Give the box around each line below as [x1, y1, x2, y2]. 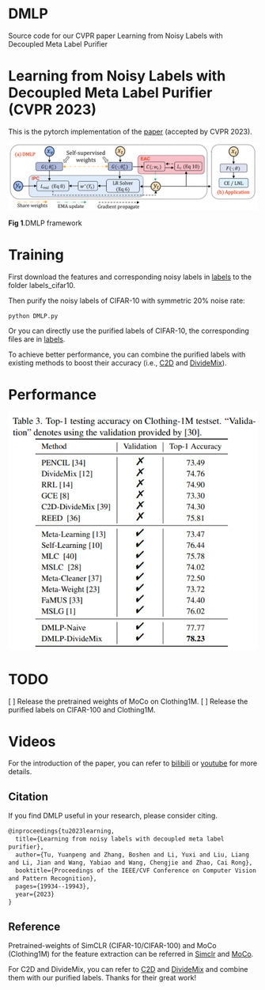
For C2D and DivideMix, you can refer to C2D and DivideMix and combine [8, 965, 248, 974]
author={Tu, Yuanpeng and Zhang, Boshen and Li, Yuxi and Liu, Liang [15, 851, 249, 859]
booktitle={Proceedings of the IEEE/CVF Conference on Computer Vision [15, 867, 257, 875]
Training [8, 246, 65, 264]
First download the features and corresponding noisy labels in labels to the [8, 272, 252, 282]
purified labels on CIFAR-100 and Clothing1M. [8, 705, 156, 714]
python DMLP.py [8, 312, 59, 320]
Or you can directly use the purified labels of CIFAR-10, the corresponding [8, 326, 249, 335]
